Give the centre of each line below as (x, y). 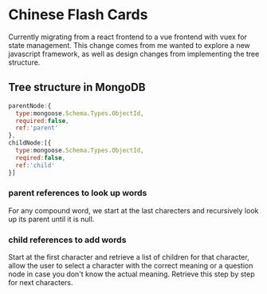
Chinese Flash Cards (78, 15)
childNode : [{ (30, 143)
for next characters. (41, 283)
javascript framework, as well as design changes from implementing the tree (134, 54)
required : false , (42, 121)
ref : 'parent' (37, 128)
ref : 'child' (35, 165)
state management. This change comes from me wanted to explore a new (130, 45)
